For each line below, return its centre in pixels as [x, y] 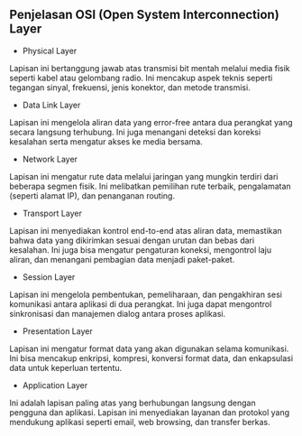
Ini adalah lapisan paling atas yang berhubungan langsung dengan [133, 403]
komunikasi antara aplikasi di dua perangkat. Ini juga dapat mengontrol [141, 304]
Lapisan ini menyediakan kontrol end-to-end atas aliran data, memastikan [146, 230]
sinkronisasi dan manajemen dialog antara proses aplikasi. [118, 313]
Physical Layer [50, 51]
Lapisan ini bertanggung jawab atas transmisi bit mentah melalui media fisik [150, 68]
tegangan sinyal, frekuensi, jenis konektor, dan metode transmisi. [130, 87]
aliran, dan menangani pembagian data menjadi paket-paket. [122, 259]
